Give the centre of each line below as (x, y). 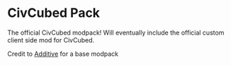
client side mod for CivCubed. (51, 40)
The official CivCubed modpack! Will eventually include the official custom (116, 32)
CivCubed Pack (54, 13)
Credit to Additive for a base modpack (63, 54)
